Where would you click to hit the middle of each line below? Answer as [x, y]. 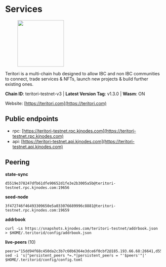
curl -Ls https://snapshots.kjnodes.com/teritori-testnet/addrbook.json [82, 228]
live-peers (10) [21, 242]
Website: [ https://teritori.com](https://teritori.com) [56, 103]
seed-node [17, 197]
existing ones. [19, 84]
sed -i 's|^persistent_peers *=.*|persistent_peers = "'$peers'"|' [76, 255]
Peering [18, 162]
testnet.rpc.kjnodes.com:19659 [37, 210]
